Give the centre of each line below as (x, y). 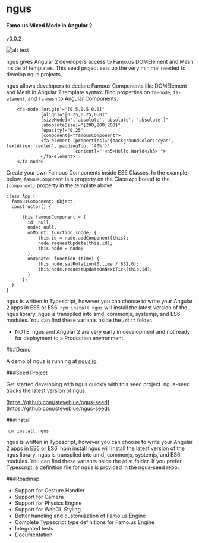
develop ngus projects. (34, 75)
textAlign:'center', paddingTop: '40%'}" (58, 146)
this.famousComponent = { (54, 217)
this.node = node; (61, 249)
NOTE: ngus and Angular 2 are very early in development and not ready (102, 332)
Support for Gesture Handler (50, 491)
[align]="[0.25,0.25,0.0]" (74, 115)
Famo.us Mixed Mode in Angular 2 (49, 25)
